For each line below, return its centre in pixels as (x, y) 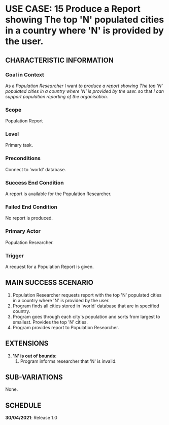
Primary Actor (23, 231)
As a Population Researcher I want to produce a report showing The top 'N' (84, 86)
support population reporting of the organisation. (57, 96)
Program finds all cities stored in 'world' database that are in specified (86, 306)
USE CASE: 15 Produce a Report (73, 9)
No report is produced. (29, 218)
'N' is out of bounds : (35, 356)
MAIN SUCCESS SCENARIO (49, 283)
